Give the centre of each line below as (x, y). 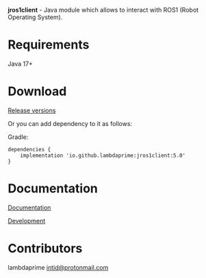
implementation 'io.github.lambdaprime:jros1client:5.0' (103, 155)
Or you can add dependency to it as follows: (70, 123)
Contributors (45, 249)
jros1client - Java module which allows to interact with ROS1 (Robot (103, 10)
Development (27, 220)
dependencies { (29, 149)
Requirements (49, 45)
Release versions (32, 110)
